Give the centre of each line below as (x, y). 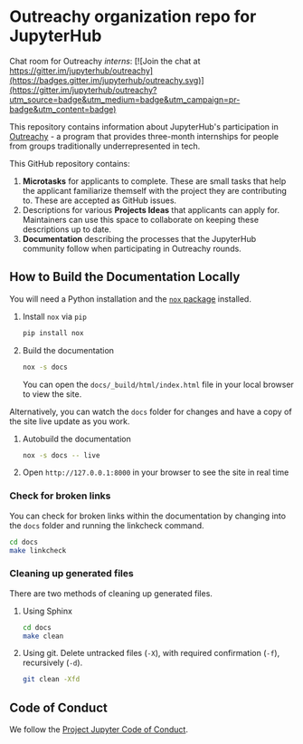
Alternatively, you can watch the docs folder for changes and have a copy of (151, 411)
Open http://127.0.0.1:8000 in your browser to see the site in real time (156, 472)
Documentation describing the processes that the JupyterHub (139, 238)
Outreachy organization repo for (133, 17)
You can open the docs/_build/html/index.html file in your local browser (158, 384)
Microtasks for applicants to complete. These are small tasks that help (154, 181)
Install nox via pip (55, 316)
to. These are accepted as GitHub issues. (99, 200)
